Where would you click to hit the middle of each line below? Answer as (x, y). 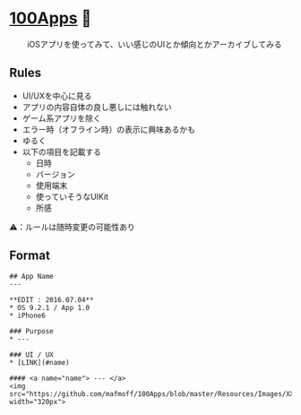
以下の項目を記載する (61, 151)
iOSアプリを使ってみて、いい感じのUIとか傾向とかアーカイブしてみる (154, 44)
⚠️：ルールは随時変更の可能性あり (73, 227)
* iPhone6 (28, 316)
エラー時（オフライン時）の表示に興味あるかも (108, 129)
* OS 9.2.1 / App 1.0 (50, 307)
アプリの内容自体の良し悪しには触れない (97, 107)
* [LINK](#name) (39, 362)
